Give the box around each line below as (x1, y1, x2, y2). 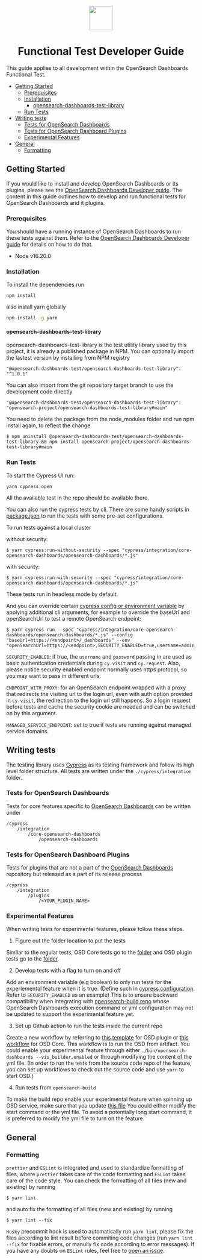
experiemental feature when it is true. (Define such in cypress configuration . (6, 985, 195, 992)
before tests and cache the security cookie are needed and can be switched (6, 703, 195, 710)
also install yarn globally (6, 303, 66, 310)
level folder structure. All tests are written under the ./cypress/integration (6, 767, 192, 774)
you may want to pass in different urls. (6, 672, 101, 679)
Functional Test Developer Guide (17, 45, 185, 58)
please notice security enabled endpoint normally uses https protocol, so (6, 666, 188, 673)
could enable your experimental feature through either (6, 1047, 141, 1054)
